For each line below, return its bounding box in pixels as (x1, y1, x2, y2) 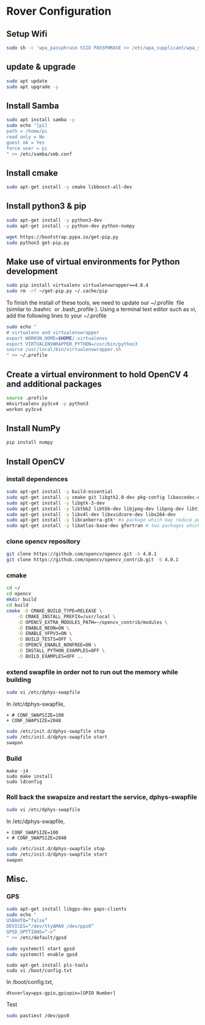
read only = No (6, 133, 45, 140)
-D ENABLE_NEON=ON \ (17, 625, 70, 631)
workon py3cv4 (6, 406, 43, 412)
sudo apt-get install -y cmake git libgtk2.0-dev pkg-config (6, 494, 165, 500)
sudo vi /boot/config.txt (6, 968, 72, 974)
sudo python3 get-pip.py (6, 240, 70, 246)
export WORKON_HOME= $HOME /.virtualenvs (6, 335, 108, 341)
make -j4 (6, 768, 29, 774)
